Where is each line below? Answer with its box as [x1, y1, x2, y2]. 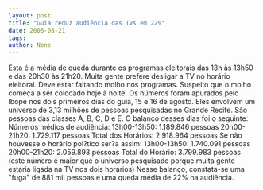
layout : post [8, 11, 52, 20]
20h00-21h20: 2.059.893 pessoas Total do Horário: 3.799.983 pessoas [8, 148, 241, 157]
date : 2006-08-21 [8, 26, 66, 34]
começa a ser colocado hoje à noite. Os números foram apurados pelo [8, 88, 239, 98]
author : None [8, 41, 52, 49]
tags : [8, 33, 26, 42]
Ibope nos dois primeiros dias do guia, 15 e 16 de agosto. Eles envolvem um [8, 97, 256, 107]
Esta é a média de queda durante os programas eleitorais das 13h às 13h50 [8, 63, 254, 72]
